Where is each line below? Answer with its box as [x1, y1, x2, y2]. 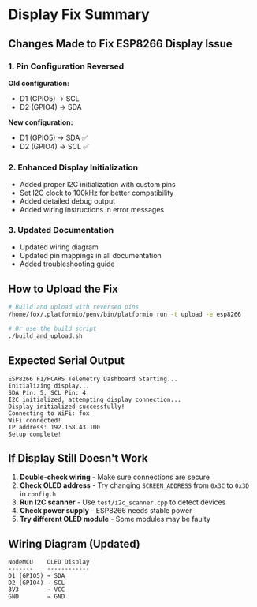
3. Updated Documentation [8, 225, 114, 236]
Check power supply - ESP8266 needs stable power [19, 506, 192, 515]
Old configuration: [8, 78, 69, 88]
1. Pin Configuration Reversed [8, 61, 125, 72]
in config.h [19, 489, 57, 499]
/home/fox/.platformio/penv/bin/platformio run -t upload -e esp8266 [8, 310, 242, 319]
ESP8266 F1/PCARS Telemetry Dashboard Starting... [8, 375, 178, 383]
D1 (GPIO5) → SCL [19, 93, 80, 103]
